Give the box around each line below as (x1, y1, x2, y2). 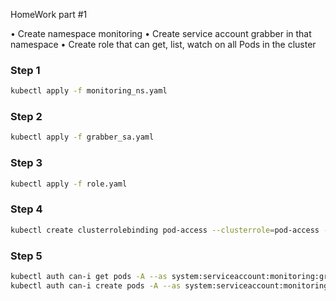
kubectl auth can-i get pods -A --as (10, 271, 168, 281)
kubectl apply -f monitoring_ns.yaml (10, 86, 168, 96)
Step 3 (10, 156, 43, 170)
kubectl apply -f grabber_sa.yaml (10, 132, 155, 143)
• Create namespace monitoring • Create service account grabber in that (10, 28, 312, 39)
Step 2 (10, 110, 43, 124)
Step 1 (10, 63, 41, 77)
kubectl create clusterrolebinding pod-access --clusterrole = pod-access (10, 225, 320, 235)
